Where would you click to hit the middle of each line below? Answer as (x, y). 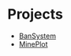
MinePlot (33, 44)
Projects (35, 14)
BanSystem (37, 36)
